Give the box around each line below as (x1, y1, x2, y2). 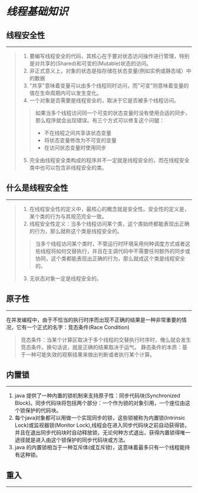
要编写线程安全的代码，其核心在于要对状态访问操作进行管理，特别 (29, 53, 190, 59)
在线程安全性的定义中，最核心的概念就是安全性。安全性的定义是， (29, 205, 190, 212)
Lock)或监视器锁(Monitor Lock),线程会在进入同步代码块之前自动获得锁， (14, 421, 190, 429)
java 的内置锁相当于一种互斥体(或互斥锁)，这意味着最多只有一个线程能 (14, 444, 185, 451)
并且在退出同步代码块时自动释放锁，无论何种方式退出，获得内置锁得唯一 (14, 429, 190, 436)
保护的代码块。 (25, 407, 62, 414)
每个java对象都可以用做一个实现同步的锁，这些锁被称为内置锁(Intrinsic (14, 414, 186, 421)
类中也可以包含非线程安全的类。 (29, 164, 107, 171)
